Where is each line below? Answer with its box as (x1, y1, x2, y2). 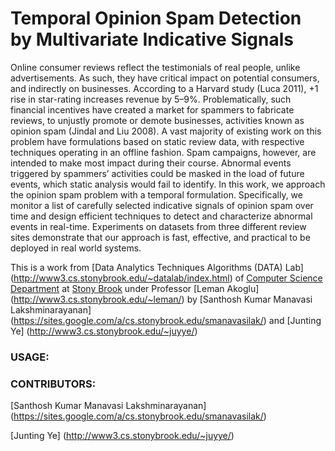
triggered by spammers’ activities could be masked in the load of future (10, 167, 305, 179)
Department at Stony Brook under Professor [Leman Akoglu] (10, 282, 260, 294)
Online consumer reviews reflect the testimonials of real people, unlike (10, 61, 301, 73)
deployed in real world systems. (10, 242, 142, 254)
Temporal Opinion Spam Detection (10, 7, 302, 30)
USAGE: (10, 350, 50, 364)
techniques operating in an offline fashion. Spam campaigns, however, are (10, 146, 317, 158)
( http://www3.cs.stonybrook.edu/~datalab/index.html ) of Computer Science (10, 272, 323, 284)
